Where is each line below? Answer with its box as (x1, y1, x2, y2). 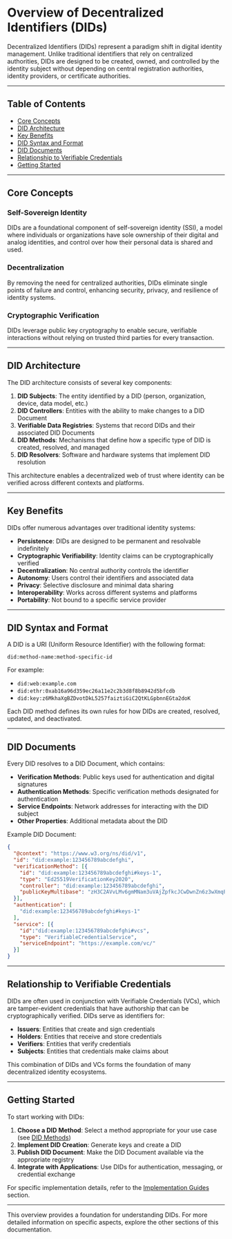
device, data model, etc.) (17, 399, 88, 407)
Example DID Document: (7, 831, 77, 839)
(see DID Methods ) (17, 1133, 71, 1142)
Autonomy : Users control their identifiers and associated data (17, 574, 194, 582)
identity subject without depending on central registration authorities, (7, 64, 204, 73)
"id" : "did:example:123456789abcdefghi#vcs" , (19, 927, 150, 934)
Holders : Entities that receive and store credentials (17, 1032, 162, 1041)
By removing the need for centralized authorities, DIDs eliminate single (7, 278, 208, 287)
